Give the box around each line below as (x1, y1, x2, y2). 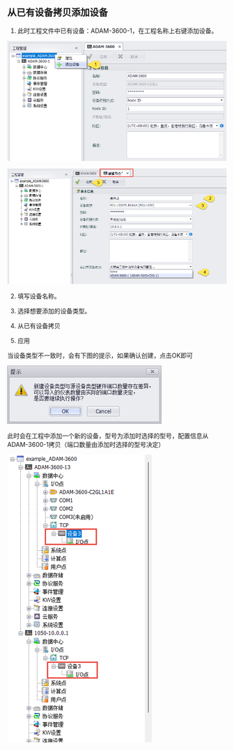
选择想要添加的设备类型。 (17, 307, 91, 315)
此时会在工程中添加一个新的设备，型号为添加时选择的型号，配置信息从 (7, 432, 209, 440)
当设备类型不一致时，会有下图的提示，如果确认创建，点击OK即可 (7, 351, 194, 360)
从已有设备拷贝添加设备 (7, 6, 108, 19)
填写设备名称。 (17, 292, 61, 300)
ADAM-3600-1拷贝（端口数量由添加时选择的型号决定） (7, 440, 165, 448)
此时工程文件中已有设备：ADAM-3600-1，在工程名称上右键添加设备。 (17, 27, 218, 35)
